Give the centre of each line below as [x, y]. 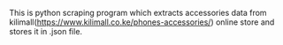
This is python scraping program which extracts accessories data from [138, 13]
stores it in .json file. [46, 31]
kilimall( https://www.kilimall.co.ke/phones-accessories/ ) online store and [142, 22]
